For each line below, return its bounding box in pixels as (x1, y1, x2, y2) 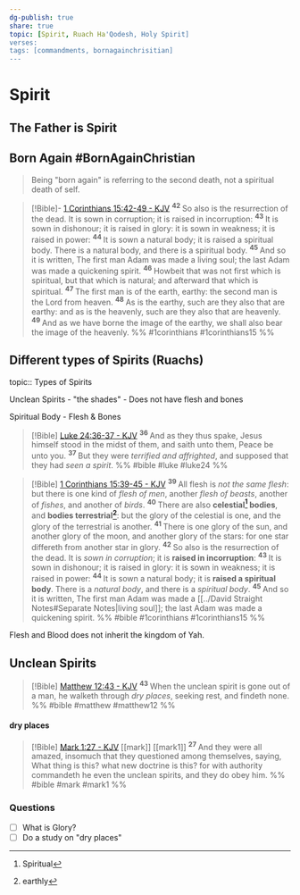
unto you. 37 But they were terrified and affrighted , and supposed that (30, 448, 288, 461)
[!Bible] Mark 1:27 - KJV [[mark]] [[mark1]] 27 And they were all (30, 740, 262, 752)
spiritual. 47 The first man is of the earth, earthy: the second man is (30, 284, 279, 297)
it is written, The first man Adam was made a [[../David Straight (30, 593, 263, 604)
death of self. (30, 184, 80, 195)
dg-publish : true (9, 13, 74, 22)
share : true (9, 21, 54, 30)
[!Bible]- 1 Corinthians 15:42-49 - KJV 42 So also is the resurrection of (30, 201, 288, 213)
